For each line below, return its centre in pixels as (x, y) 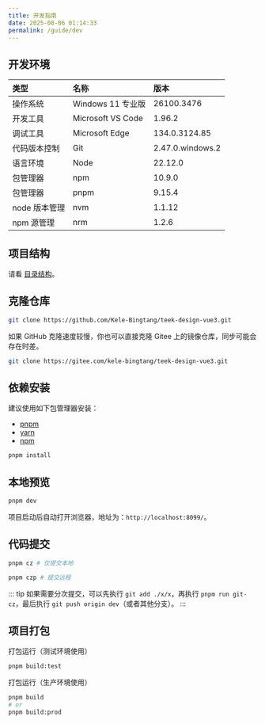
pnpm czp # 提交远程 (40, 577)
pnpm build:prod (35, 712)
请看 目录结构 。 (34, 274)
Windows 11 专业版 (109, 104)
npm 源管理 (34, 223)
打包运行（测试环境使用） (50, 651)
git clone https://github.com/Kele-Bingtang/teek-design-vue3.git (120, 320)
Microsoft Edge (101, 133)
